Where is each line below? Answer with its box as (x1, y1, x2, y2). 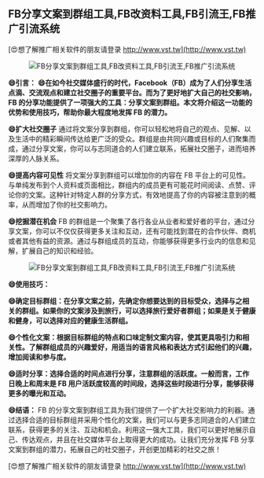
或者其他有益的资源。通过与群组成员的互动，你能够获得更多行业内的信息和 (8, 236, 249, 245)
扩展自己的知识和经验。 (21, 246, 98, 256)
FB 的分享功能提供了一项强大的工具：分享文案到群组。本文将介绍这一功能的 (8, 97, 253, 107)
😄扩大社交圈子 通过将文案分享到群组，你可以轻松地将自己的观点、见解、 (8, 124, 245, 134)
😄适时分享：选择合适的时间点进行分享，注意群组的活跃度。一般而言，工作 (8, 369, 250, 378)
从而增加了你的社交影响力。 (21, 200, 112, 209)
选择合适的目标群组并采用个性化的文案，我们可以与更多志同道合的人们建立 (14, 415, 256, 425)
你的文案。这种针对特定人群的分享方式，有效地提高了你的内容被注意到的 (14, 189, 249, 199)
